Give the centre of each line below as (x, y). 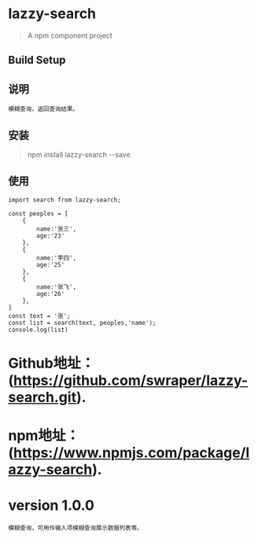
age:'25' (51, 264)
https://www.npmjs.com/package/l (131, 453)
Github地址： (52, 363)
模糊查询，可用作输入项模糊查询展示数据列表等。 (76, 528)
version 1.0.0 (51, 506)
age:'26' (51, 293)
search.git (42, 397)
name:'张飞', (57, 287)
